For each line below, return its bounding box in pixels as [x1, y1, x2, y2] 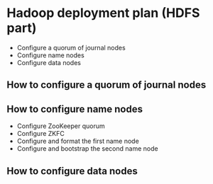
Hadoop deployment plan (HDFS [6, 5, 200, 21]
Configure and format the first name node [16, 137, 139, 146]
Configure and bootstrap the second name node [16, 144, 158, 153]
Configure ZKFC [16, 130, 65, 138]
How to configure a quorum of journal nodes [6, 79, 207, 91]
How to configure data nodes [6, 165, 138, 177]
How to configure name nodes [6, 103, 143, 115]
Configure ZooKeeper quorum [16, 122, 106, 130]
